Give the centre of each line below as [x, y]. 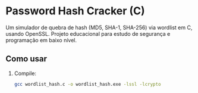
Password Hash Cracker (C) [75, 11]
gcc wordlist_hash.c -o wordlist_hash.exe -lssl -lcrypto [87, 84]
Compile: [25, 73]
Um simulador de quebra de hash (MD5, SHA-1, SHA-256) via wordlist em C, [99, 27]
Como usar [26, 59]
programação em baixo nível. [41, 40]
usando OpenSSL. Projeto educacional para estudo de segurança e [88, 33]
